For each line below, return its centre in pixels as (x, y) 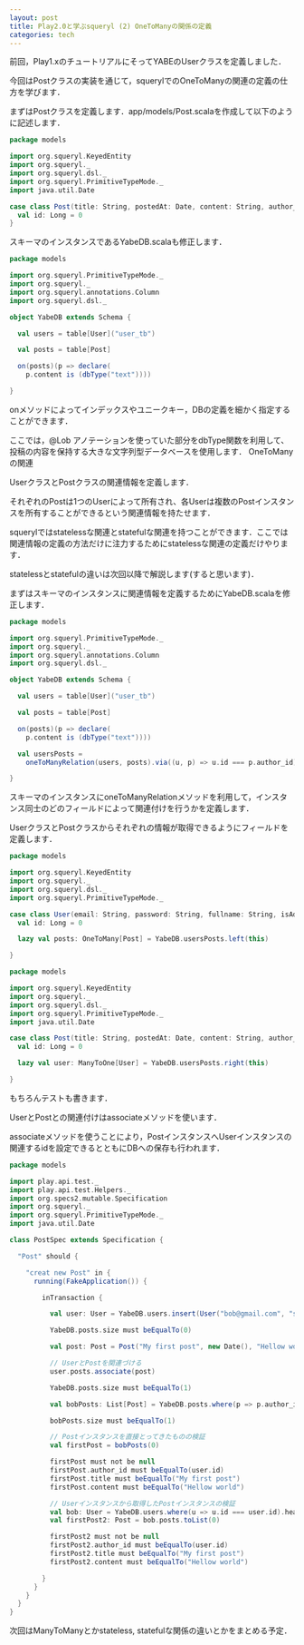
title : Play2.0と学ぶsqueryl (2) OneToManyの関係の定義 (111, 26)
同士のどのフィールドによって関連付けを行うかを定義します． (139, 808)
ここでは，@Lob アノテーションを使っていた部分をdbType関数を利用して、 (149, 440)
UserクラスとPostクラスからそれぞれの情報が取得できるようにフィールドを (149, 827)
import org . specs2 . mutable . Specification (89, 1199)
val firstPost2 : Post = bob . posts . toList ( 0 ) (135, 1521)
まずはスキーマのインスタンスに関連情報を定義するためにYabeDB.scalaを (146, 593)
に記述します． (37, 122)
